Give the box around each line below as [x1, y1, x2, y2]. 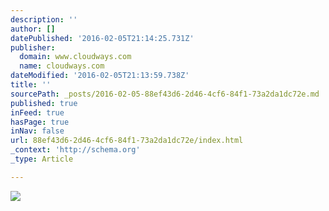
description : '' [10, 14, 78, 25]
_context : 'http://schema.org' [10, 145, 141, 155]
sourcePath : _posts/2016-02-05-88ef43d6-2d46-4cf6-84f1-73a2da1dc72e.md [10, 89, 320, 99]
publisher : [10, 42, 56, 53]
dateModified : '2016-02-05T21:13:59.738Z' [10, 71, 190, 81]
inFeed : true [10, 107, 65, 118]
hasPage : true [10, 117, 70, 127]
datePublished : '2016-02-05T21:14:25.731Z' [10, 33, 195, 43]
